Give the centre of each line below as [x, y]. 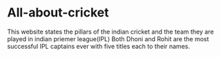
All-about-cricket [58, 13]
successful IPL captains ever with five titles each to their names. [98, 46]
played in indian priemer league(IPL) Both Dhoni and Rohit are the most [108, 38]
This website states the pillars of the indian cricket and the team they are [110, 32]
